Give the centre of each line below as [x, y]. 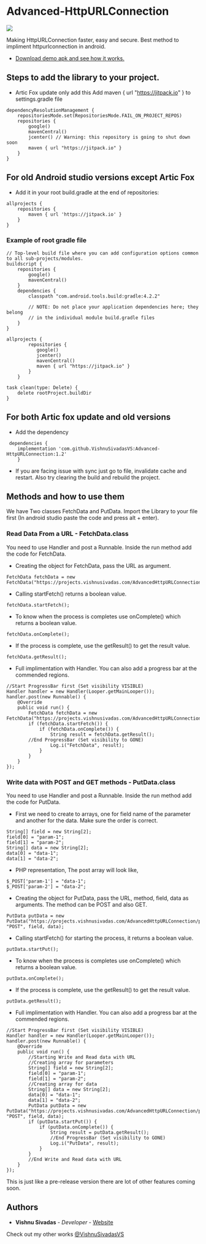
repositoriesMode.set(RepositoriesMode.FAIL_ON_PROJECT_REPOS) [100, 116]
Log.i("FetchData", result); [87, 745]
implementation [37, 449]
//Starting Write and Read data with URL [82, 1057]
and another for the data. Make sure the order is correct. [86, 821]
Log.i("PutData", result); [85, 1144]
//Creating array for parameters [71, 1063]
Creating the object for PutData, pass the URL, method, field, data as [102, 898]
